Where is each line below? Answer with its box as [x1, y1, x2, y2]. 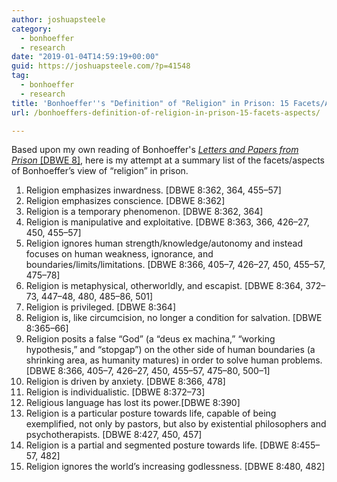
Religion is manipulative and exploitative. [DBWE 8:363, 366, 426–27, [25, 216, 310, 228]
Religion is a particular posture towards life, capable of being [25, 407, 277, 420]
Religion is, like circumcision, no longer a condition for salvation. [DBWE [25, 312, 323, 324]
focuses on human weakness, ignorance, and [25, 248, 214, 260]
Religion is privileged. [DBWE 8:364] [25, 301, 177, 313]
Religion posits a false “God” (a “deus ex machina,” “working [25, 333, 276, 345]
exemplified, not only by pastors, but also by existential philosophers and [25, 418, 327, 430]
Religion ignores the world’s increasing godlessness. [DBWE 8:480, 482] [25, 461, 326, 473]
